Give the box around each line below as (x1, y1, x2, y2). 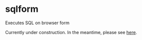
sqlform (5, 3, 38, 15)
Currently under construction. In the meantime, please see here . (5, 29, 137, 35)
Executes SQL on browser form (5, 20, 70, 26)
